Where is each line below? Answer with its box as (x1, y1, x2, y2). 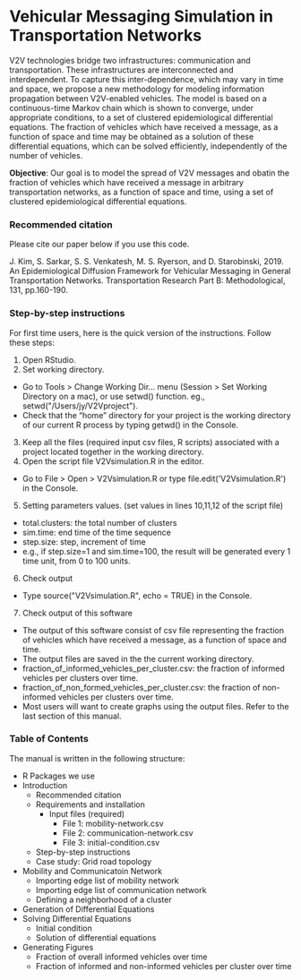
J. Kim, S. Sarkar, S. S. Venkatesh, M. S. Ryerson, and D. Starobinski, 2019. (9, 256, 284, 267)
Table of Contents (9, 733, 90, 745)
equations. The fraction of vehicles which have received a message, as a (9, 121, 279, 132)
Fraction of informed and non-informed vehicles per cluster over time (35, 960, 292, 971)
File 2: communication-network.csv (62, 827, 194, 838)
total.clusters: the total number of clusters (21, 517, 177, 528)
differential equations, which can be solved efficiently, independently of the (9, 141, 288, 151)
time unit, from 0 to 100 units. (21, 555, 132, 566)
